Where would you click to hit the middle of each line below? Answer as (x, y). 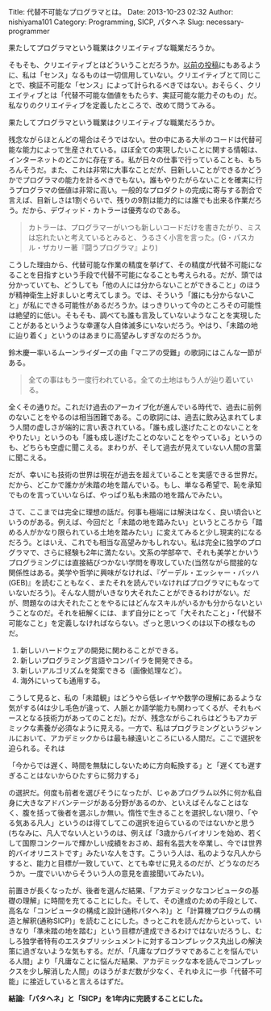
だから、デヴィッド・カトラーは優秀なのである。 (104, 210)
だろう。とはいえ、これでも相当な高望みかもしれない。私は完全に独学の (128, 542)
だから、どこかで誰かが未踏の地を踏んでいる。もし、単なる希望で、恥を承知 (135, 485)
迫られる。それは (37, 748)
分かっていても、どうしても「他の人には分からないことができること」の (128, 285)
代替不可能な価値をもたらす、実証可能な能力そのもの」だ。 (163, 95)
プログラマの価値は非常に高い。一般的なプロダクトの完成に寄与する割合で (139, 190)
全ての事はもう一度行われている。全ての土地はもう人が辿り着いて (137, 380)
